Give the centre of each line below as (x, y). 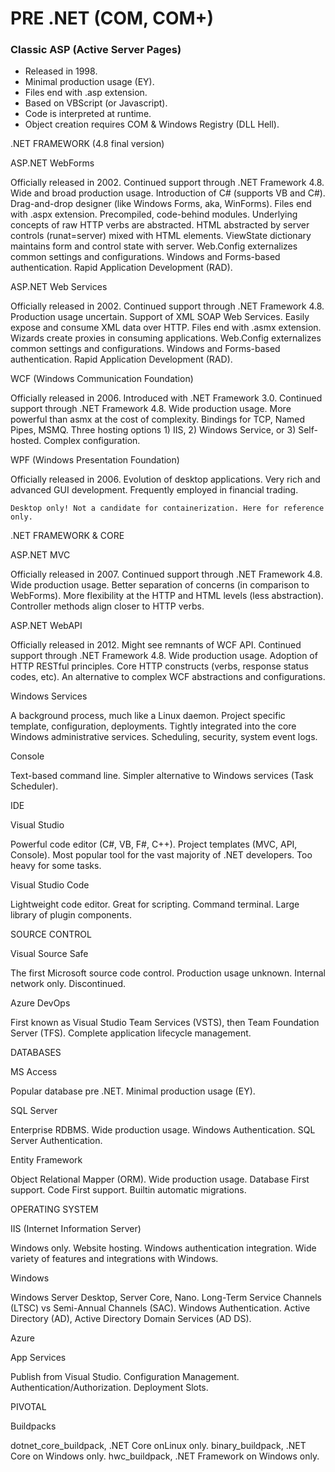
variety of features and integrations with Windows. (114, 1259)
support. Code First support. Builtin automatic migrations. (128, 1190)
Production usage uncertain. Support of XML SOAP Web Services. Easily (160, 317)
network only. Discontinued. (68, 984)
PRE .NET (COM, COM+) (112, 18)
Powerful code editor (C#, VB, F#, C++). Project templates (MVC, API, (154, 844)
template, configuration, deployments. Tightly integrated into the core (153, 726)
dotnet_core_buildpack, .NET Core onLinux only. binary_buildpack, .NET (158, 1446)
